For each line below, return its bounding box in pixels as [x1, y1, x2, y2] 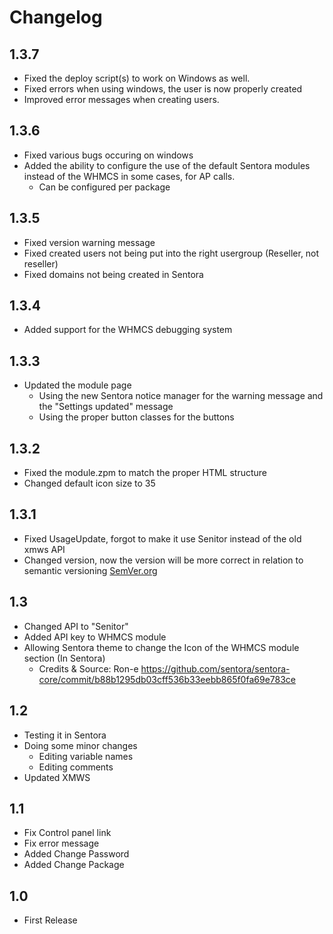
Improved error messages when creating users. [23, 94, 220, 105]
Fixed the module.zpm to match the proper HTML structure [23, 467, 267, 479]
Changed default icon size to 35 [23, 477, 156, 490]
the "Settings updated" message [38, 401, 174, 413]
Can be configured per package [38, 181, 171, 193]
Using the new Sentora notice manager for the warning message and [38, 390, 324, 402]
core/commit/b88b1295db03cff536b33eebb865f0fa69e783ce [38, 673, 296, 685]
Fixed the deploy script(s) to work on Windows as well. [23, 72, 251, 84]
